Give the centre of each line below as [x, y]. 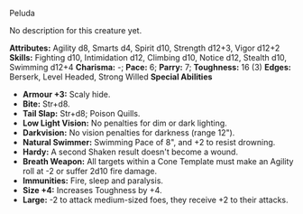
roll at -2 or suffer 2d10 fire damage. [90, 171]
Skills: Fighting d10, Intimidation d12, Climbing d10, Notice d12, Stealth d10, [148, 57]
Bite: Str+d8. [46, 104]
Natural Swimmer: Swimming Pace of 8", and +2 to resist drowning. [149, 142]
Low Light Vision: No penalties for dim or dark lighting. [124, 123]
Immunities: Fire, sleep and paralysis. [93, 181]
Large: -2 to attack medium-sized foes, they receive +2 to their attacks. [155, 200]
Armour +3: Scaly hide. [66, 94]
